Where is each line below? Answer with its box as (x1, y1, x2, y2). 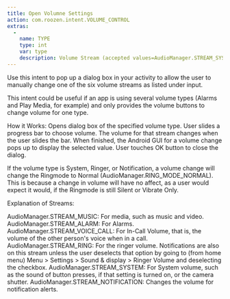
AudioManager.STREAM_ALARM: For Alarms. (7, 220, 135, 228)
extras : (7, 23, 29, 29)
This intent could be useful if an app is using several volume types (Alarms (7, 94, 218, 102)
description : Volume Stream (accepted (19, 55, 130, 62)
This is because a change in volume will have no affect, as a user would (7, 179, 209, 187)
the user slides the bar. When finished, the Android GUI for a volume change (7, 136, 222, 144)
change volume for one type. (7, 108, 89, 116)
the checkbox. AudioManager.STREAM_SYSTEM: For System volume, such (7, 263, 219, 271)
